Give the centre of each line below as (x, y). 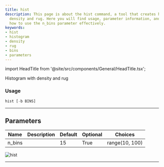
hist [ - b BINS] (20, 101)
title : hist (17, 10)
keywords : (15, 28)
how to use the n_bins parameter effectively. (58, 23)
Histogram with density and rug (37, 78)
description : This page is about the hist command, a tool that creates (81, 14)
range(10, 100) (125, 143)
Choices (125, 135)
